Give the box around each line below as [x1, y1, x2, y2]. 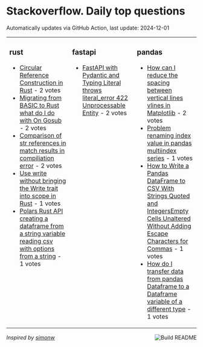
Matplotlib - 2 [147, 109, 187, 117]
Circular [19, 63, 42, 72]
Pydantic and [82, 71, 120, 79]
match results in [19, 146, 65, 154]
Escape [147, 229, 169, 238]
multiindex [147, 146, 177, 154]
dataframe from [19, 221, 65, 230]
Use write [19, 169, 47, 177]
